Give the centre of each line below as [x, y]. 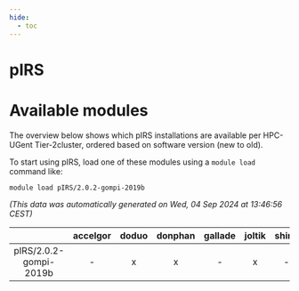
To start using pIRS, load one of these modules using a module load [133, 162]
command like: [36, 171]
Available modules [79, 110]
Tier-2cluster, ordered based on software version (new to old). [149, 144]
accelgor [92, 235]
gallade [219, 235]
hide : [19, 17]
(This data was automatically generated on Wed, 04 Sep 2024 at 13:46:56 [146, 204]
